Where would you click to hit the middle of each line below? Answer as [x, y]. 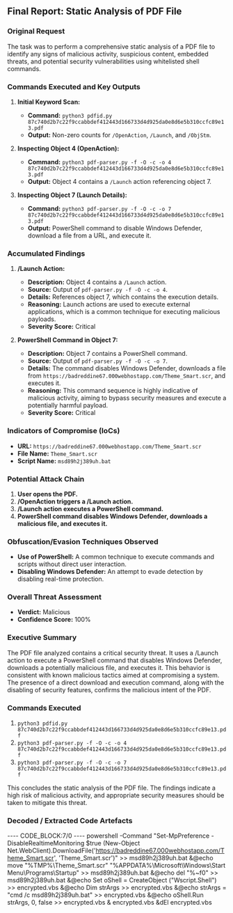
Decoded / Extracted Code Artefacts [70, 820]
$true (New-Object [113, 843]
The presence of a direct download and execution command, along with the [116, 682]
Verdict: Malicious [44, 612]
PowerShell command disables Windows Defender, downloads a [112, 516]
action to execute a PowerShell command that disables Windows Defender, [115, 660]
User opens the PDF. [47, 494]
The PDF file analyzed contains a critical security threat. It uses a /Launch [113, 653]
